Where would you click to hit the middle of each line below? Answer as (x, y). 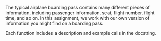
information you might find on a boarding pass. (55, 23)
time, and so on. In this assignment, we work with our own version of (77, 18)
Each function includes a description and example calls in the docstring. (81, 33)
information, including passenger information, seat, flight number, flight (80, 13)
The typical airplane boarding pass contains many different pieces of (78, 7)
